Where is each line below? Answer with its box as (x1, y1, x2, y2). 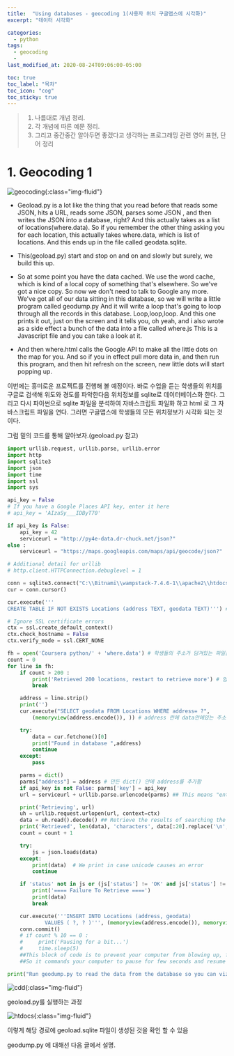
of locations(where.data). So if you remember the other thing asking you (17, 224, 225, 232)
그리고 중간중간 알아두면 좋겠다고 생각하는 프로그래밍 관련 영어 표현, (34, 131, 219, 139)
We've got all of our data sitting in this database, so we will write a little (17, 295, 221, 303)
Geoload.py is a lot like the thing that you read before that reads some (17, 201, 218, 210)
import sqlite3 (7, 458, 52, 465)
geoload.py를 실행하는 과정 (7, 997, 82, 1006)
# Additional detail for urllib (7, 561, 101, 568)
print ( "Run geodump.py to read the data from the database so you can (7, 970, 217, 977)
